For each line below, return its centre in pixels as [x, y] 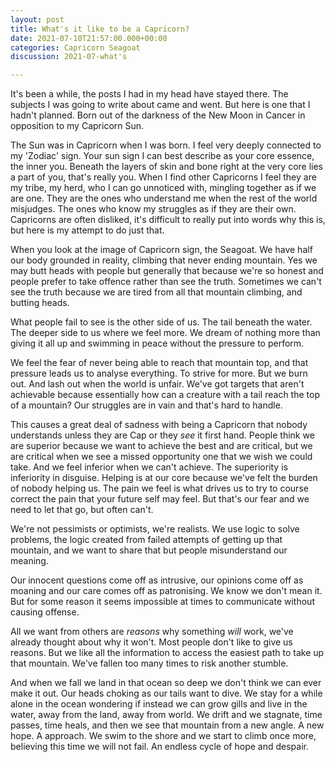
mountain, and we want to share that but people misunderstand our [149, 550]
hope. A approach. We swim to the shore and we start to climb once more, [163, 736]
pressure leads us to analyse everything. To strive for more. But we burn [159, 373]
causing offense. [45, 612]
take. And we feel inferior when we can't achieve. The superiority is [149, 467]
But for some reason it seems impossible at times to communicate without [162, 602]
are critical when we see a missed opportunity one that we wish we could [161, 457]
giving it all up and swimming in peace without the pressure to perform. [157, 343]
